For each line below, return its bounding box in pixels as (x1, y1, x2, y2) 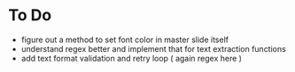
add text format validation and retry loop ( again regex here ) (20, 53, 243, 63)
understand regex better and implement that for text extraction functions (20, 43, 287, 54)
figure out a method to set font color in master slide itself (20, 34, 229, 45)
